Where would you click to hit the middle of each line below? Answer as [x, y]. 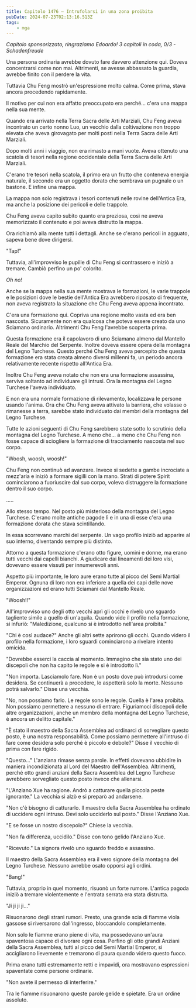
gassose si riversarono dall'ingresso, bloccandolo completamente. [86, 923]
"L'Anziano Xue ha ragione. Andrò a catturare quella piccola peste [85, 790]
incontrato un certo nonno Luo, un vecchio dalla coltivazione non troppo [93, 127]
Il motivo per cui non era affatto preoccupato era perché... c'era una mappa [97, 104]
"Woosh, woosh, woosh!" [37, 459]
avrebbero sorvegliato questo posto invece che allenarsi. [75, 779]
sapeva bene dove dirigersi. [39, 240]
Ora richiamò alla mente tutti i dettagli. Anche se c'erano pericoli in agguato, [97, 233]
